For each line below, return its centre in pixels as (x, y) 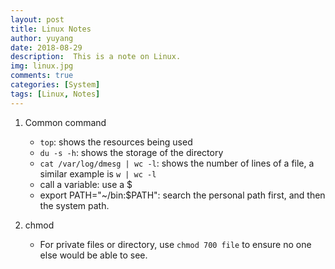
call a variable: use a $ (86, 184)
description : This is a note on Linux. (96, 57)
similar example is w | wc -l (98, 173)
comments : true (42, 76)
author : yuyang (42, 38)
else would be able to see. (93, 255)
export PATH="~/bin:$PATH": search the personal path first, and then (182, 195)
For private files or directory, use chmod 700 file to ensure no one (175, 244)
